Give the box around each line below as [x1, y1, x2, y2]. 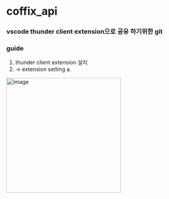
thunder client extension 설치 [15, 59, 88, 66]
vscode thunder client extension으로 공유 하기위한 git [6, 28, 163, 36]
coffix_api [6, 4, 58, 18]
